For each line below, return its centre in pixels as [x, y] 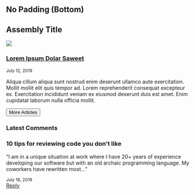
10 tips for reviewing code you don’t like [64, 144]
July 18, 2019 [19, 180]
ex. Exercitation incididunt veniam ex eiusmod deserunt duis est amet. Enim [97, 94]
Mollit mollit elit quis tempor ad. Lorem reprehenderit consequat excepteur [96, 88]
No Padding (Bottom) [45, 10]
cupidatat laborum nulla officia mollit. [51, 100]
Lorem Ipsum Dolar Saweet [45, 59]
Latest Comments [32, 128]
